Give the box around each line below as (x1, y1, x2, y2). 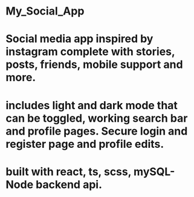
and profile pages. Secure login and (5, 124, 188, 138)
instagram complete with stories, (5, 45, 175, 59)
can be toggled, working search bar (5, 111, 188, 125)
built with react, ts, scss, (5, 165, 131, 178)
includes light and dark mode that (5, 98, 178, 112)
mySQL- (133, 165, 175, 178)
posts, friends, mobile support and (5, 58, 183, 72)
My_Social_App (5, 4, 85, 18)
